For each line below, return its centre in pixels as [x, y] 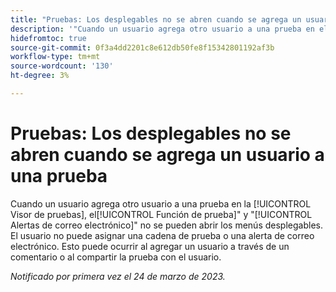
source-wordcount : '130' [62, 66]
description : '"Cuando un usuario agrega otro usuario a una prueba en [162, 29]
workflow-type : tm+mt [55, 57]
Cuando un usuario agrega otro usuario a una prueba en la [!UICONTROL [161, 203]
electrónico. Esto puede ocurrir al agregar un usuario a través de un [150, 246]
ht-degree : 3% [40, 76]
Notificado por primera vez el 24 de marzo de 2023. [118, 276]
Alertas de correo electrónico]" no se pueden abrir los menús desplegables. [166, 225]
